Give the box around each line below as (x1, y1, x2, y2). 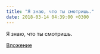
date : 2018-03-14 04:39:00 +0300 (6, 14, 89, 20)
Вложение (6, 42, 33, 49)
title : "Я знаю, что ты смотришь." (6, 8, 95, 15)
